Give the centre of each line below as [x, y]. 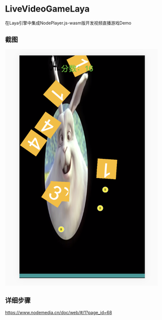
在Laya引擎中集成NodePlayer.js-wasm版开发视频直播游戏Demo [68, 23]
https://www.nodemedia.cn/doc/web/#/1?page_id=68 [59, 312]
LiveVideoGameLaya [47, 9]
